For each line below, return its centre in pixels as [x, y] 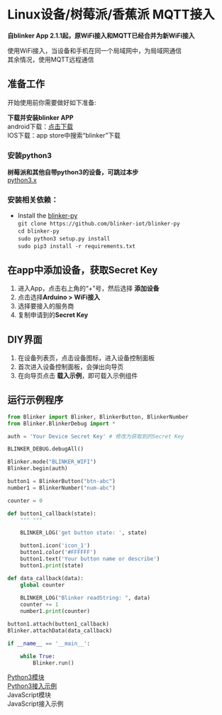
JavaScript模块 [29, 695]
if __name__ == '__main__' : [49, 643]
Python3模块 [26, 677]
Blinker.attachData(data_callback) [60, 631]
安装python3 [29, 155]
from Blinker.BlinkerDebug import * [61, 423]
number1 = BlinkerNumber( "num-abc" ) [61, 488]
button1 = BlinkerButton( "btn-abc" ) [61, 482]
